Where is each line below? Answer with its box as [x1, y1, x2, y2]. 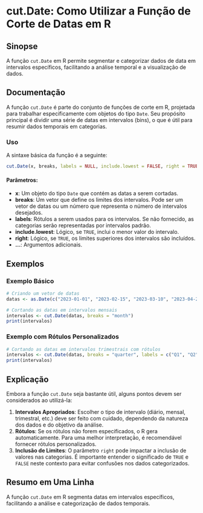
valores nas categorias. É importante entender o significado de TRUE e [14, 453, 189, 460]
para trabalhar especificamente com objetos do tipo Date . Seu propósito [6, 110, 185, 117]
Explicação [6, 374, 49, 384]
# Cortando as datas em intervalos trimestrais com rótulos [6, 346, 161, 352]
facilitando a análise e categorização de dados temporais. [6, 500, 150, 507]
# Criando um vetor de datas [6, 290, 80, 297]
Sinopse [6, 41, 38, 51]
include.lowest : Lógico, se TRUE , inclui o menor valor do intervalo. [14, 228, 179, 236]
